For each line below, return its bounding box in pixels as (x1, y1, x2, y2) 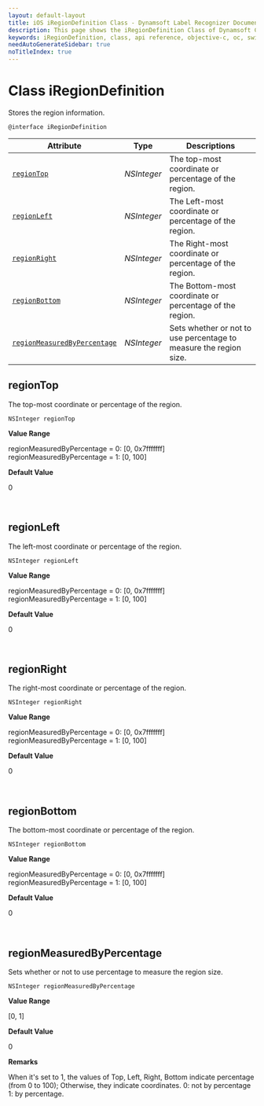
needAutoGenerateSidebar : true (8, 41, 111, 49)
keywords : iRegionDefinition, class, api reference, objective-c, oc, (8, 33, 244, 42)
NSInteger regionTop (8, 414, 76, 423)
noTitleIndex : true (8, 48, 72, 56)
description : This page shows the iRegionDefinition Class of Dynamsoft (8, 26, 251, 34)
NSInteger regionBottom (8, 840, 86, 849)
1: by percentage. (8, 1089, 64, 1098)
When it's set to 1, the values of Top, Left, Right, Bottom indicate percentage (8, 1072, 255, 1082)
